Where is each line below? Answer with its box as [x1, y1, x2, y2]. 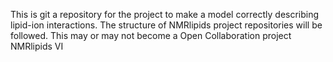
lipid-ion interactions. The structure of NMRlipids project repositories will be [10, 19, 323, 31]
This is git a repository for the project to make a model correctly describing [10, 9, 320, 20]
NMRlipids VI [10, 40, 64, 52]
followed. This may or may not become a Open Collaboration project [10, 30, 292, 41]
